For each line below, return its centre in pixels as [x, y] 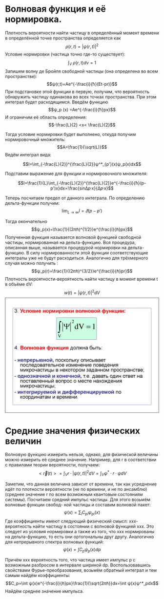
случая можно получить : [32, 263]
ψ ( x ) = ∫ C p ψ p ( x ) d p [82, 550]
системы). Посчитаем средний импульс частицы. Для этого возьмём [78, 499]
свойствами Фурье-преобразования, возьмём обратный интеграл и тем [81, 570]
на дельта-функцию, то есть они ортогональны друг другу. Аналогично [80, 537]
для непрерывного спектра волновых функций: [54, 541]
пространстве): [21, 77]
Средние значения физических [73, 431]
